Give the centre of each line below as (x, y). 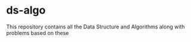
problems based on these (38, 33)
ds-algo (26, 10)
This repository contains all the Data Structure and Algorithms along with (95, 27)
